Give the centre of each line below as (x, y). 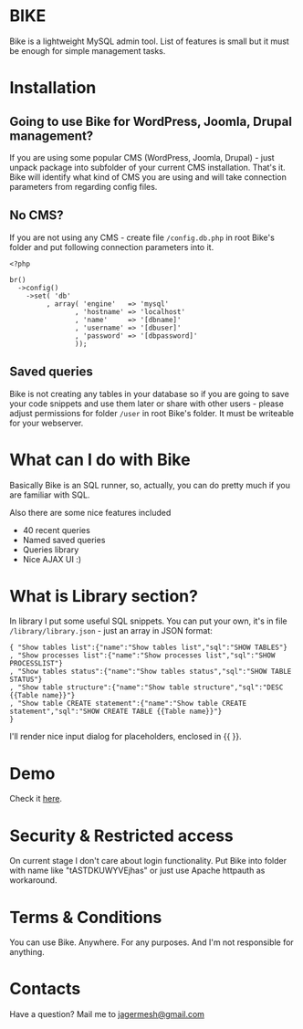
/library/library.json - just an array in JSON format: (111, 631)
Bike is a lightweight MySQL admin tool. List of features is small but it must (149, 41)
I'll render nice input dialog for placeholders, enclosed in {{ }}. (125, 737)
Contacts (45, 989)
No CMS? (37, 215)
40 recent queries (57, 530)
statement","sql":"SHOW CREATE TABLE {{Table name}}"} (116, 712)
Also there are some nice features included (90, 512)
